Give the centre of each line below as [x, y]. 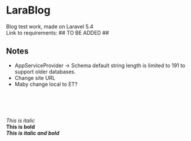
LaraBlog [29, 10]
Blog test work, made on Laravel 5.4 [50, 26]
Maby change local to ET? [46, 84]
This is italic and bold [33, 133]
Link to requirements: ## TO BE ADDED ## [58, 32]
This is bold [21, 126]
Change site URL [35, 78]
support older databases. [45, 72]
